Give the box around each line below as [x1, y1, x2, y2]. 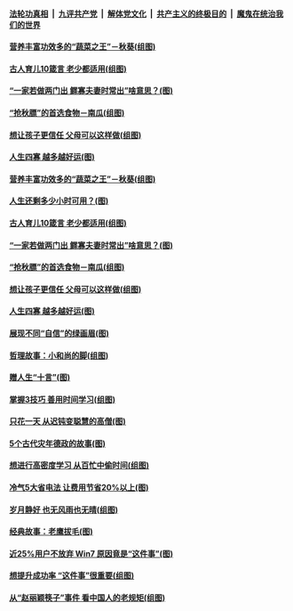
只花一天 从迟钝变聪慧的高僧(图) [9, 416, 126, 427]
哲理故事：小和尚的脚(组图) [9, 350, 109, 361]
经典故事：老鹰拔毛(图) [9, 526, 93, 537]
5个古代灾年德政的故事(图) [9, 437, 107, 449]
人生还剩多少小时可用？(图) [9, 196, 109, 207]
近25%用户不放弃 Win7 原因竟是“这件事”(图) [9, 548, 174, 558]
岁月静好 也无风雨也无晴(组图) [9, 504, 118, 515]
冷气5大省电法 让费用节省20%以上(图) [9, 482, 149, 493]
